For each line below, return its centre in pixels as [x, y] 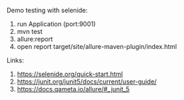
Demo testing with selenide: [47, 10]
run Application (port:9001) [56, 24]
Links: [15, 60]
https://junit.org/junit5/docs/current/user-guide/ [87, 82]
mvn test [30, 32]
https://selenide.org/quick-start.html [70, 74]
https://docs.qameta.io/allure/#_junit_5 [73, 89]
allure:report [35, 39]
